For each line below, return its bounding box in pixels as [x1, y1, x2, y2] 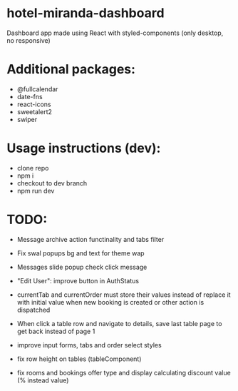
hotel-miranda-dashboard [6, 5, 165, 21]
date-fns [16, 92, 43, 101]
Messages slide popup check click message [16, 263, 148, 271]
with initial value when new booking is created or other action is [16, 298, 205, 306]
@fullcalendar [16, 84, 58, 93]
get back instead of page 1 [16, 327, 95, 335]
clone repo [16, 163, 49, 172]
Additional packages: [6, 61, 136, 78]
